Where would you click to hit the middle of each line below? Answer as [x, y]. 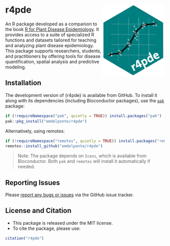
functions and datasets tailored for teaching [51, 40]
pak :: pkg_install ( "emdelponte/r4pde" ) [46, 121]
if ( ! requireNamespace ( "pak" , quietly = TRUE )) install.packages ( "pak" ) [83, 116]
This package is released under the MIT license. [62, 223]
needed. [26, 167]
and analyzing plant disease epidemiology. [50, 45]
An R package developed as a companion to [51, 24]
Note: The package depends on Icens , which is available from [82, 156]
